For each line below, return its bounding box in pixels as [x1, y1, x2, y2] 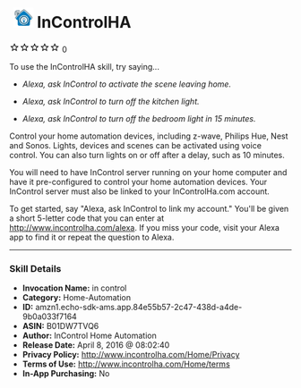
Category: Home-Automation [21, 292, 132, 303]
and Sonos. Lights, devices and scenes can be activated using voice [9, 139, 262, 150]
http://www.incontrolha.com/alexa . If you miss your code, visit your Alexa [9, 222, 280, 232]
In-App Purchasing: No [21, 368, 110, 379]
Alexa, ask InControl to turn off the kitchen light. [21, 96, 200, 106]
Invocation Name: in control [21, 283, 127, 293]
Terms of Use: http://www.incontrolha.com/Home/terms [21, 358, 230, 369]
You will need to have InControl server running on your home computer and [9, 166, 288, 177]
